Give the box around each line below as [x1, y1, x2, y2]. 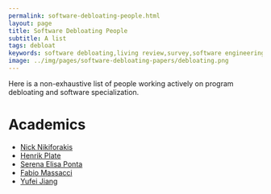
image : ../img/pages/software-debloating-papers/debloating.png [8, 57, 229, 65]
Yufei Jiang [19, 176, 58, 186]
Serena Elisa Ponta [19, 159, 83, 169]
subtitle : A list [8, 34, 67, 43]
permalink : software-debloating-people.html [8, 11, 161, 20]
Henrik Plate [19, 151, 61, 160]
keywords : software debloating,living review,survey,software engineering [8, 49, 265, 57]
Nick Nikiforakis [19, 142, 73, 151]
